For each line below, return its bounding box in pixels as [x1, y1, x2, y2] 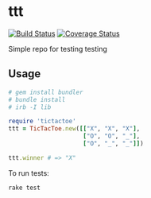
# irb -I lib [8, 103, 52, 111]
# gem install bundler [8, 88, 83, 96]
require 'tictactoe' [8, 118, 77, 126]
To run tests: [8, 168, 49, 177]
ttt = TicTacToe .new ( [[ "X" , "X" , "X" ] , [8, 125, 141, 133]
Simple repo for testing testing [8, 44, 107, 53]
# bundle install [8, 95, 66, 103]
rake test [8, 184, 41, 192]
